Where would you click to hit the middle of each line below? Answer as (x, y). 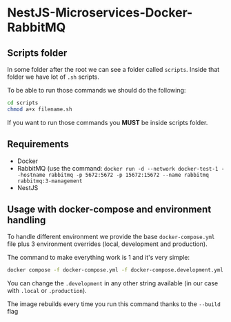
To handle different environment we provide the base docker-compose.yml (111, 237)
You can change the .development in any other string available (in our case (113, 283)
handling (27, 220)
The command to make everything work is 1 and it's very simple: (99, 258)
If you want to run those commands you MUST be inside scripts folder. (108, 122)
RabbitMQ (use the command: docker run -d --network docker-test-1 (118, 168)
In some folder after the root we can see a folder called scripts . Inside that (113, 69)
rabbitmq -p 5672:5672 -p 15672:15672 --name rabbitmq (128, 175)
